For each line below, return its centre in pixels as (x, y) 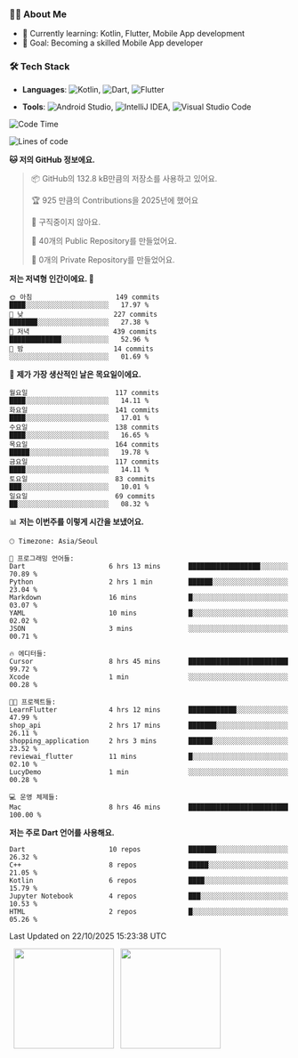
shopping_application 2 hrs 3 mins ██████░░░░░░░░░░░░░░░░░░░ (149, 741)
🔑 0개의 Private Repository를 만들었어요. (103, 259)
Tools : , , (96, 107)
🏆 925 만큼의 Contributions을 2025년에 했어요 (114, 200)
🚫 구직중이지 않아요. (65, 222)
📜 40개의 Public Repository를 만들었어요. (104, 240)
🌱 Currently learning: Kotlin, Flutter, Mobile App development (133, 34)
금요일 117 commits (85, 462)
